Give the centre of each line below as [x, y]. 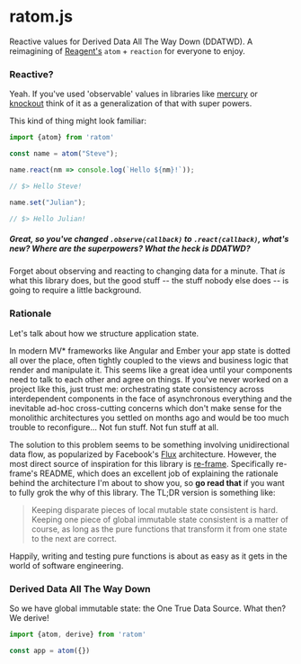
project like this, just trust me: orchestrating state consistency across [137, 389]
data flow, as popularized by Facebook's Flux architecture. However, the [143, 454]
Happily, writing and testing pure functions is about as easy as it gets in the [148, 556]
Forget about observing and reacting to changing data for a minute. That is [147, 271]
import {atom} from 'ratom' [62, 138]
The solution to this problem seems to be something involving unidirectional [150, 444]
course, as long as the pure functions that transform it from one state [159, 529]
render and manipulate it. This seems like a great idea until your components [151, 370]
